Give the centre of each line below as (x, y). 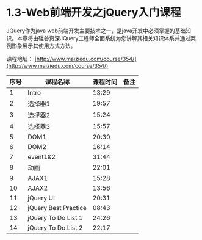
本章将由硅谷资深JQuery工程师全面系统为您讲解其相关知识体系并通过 (104, 38)
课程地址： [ (22, 59)
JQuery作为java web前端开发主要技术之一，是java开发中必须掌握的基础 (96, 31)
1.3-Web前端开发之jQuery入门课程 (94, 13)
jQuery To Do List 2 (56, 228)
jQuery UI (41, 198)
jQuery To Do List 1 (56, 217)
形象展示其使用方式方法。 (44, 46)
